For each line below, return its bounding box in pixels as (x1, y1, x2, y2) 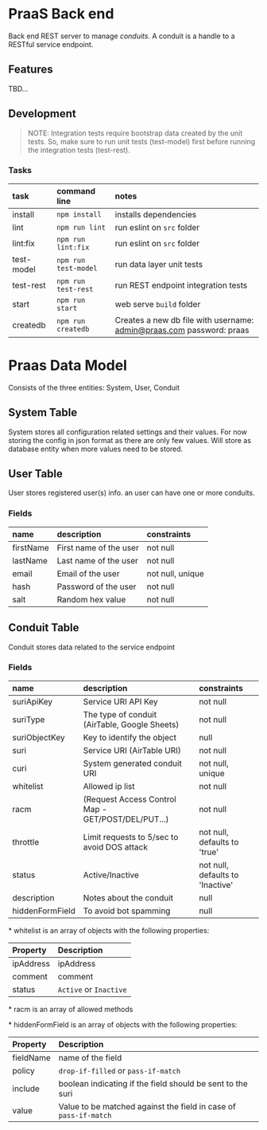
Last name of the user (56, 555, 139, 566)
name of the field (58, 1052, 122, 1063)
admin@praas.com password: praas (114, 324, 250, 335)
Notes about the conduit (83, 892, 173, 903)
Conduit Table (8, 621, 79, 634)
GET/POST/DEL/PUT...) (83, 814, 169, 825)
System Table (8, 406, 78, 419)
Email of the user (56, 567, 120, 579)
